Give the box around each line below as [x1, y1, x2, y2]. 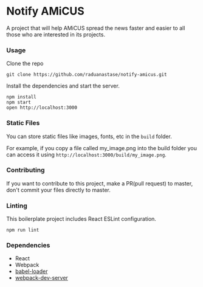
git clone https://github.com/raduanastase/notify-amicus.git [6, 72, 167, 78]
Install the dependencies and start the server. [6, 82, 120, 89]
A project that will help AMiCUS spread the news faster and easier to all [6, 24, 185, 32]
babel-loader [15, 268, 48, 275]
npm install [6, 94, 36, 100]
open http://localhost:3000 [6, 105, 78, 111]
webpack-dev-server [15, 274, 69, 282]
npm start [6, 99, 32, 106]
